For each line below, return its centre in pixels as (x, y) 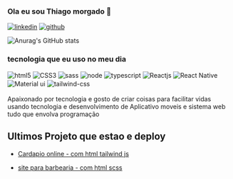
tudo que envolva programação (53, 114)
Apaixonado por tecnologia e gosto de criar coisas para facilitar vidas (109, 98)
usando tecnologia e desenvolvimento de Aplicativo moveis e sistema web (116, 106)
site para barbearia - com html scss (70, 168)
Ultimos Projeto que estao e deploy (87, 137)
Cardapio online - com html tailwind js (73, 153)
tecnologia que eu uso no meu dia (67, 59)
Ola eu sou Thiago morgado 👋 (59, 11)
